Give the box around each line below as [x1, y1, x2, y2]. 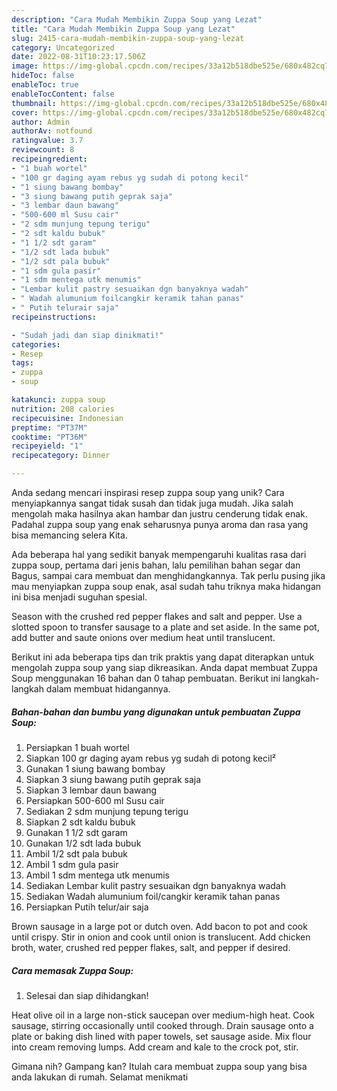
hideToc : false [11, 71, 75, 81]
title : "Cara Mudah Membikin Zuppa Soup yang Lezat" [11, 24, 236, 34]
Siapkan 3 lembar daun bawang [25, 784, 158, 796]
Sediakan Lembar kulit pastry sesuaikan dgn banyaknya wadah [25, 879, 287, 891]
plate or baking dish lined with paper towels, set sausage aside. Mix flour [11, 1030, 312, 1042]
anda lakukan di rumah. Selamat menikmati [11, 1071, 189, 1083]
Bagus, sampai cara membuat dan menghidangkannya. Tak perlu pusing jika [11, 570, 326, 581]
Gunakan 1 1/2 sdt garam [25, 826, 128, 838]
